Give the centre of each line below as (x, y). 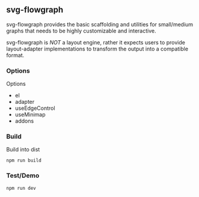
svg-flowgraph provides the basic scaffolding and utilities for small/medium (100, 24)
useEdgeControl (35, 108)
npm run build (24, 161)
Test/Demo (23, 175)
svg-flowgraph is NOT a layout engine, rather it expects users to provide (96, 42)
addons (24, 121)
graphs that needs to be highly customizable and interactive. (81, 31)
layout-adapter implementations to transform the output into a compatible (97, 49)
